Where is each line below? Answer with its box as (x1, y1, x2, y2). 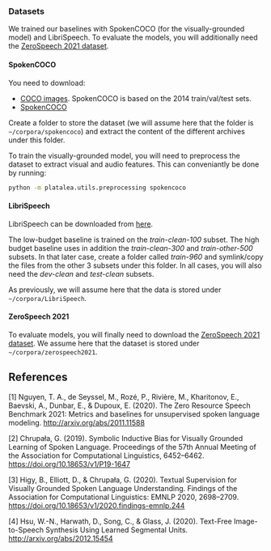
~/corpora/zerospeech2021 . (8, 346, 98, 357)
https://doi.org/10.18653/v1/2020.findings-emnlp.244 (8, 500, 185, 511)
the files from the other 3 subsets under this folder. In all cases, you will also (8, 261, 262, 270)
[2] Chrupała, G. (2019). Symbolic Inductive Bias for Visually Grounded (8, 433, 243, 443)
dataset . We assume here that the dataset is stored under (8, 338, 200, 348)
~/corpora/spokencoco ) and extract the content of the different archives (8, 126, 245, 136)
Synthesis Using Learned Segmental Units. (45, 524, 188, 535)
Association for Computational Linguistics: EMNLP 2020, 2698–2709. (8, 492, 239, 502)
